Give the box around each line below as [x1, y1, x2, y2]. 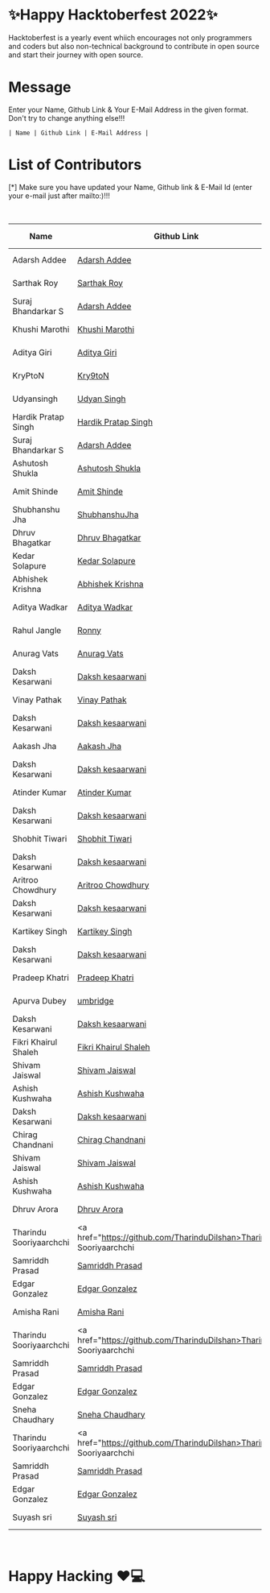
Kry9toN [77, 370, 110, 381]
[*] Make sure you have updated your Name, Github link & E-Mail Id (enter [8, 182, 253, 192]
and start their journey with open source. [8, 50, 143, 60]
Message [8, 78, 72, 97]
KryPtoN [12, 370, 45, 381]
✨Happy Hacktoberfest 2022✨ [8, 6, 219, 24]
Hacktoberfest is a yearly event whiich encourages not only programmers [8, 32, 252, 42]
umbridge [77, 995, 114, 1006]
